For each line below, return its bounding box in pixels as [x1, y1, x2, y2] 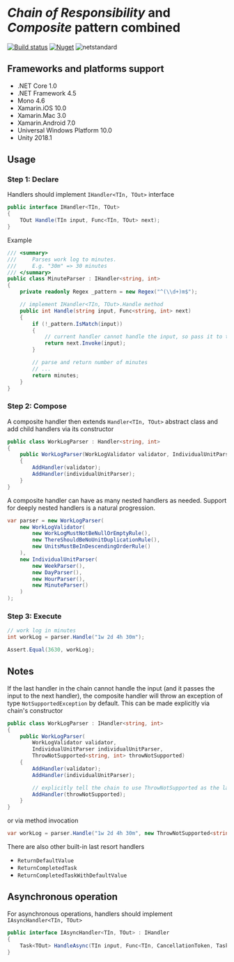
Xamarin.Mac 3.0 [17, 111, 66, 119]
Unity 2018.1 [17, 133, 52, 142]
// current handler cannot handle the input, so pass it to [44, 333, 223, 340]
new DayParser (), [32, 569, 82, 576]
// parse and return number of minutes [32, 359, 148, 366]
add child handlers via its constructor [7, 424, 114, 433]
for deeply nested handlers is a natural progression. [7, 504, 155, 512]
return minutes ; [32, 372, 79, 379]
